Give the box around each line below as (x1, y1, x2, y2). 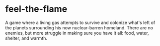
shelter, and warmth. (5, 35, 48, 41)
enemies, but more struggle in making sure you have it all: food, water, (5, 30, 149, 36)
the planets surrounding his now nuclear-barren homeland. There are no (5, 24, 153, 30)
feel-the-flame (5, 3, 68, 15)
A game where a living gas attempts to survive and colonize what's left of (5, 20, 156, 25)
